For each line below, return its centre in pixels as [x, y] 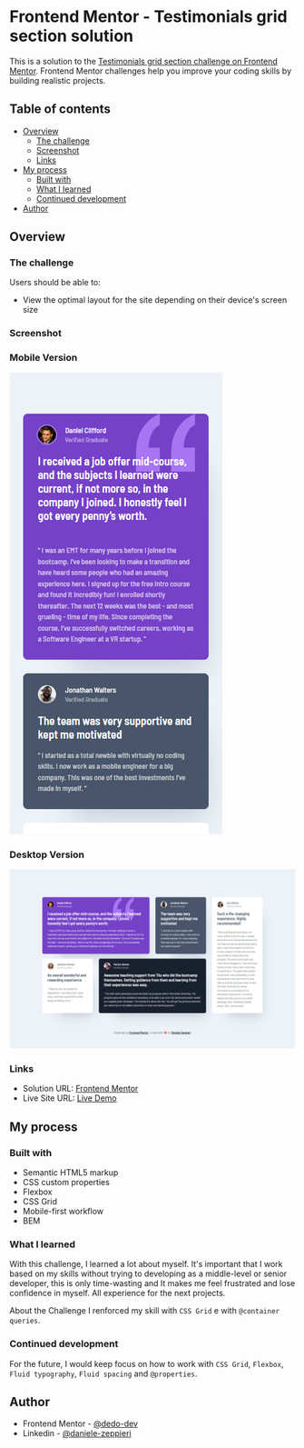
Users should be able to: [55, 283]
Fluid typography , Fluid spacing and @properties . [103, 1373]
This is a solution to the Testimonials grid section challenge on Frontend [144, 61]
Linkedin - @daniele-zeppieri [77, 1433]
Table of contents [60, 110]
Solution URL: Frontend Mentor [80, 1089]
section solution [72, 36]
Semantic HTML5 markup [70, 1172]
